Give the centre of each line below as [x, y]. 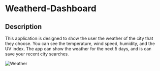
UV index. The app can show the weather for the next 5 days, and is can [78, 49]
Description [23, 27]
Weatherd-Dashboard [51, 9]
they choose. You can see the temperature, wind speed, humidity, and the [80, 44]
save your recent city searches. [37, 54]
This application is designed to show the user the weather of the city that [79, 38]
